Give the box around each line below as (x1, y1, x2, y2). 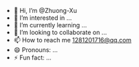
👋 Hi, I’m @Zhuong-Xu (13, 7, 77, 14)
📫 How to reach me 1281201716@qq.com (13, 36, 132, 44)
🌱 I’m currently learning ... (13, 21, 87, 29)
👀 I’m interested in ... (13, 14, 72, 22)
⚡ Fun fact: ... (13, 53, 52, 62)
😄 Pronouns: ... (13, 46, 58, 54)
